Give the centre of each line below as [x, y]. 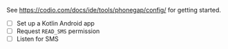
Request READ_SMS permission [58, 31]
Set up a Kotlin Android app [55, 23]
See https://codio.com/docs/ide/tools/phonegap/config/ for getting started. [114, 10]
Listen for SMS [38, 39]
